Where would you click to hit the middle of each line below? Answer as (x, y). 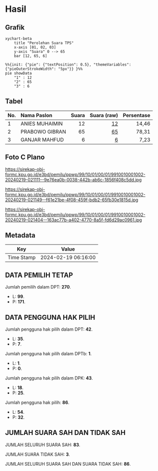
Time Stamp (22, 257)
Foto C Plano (25, 157)
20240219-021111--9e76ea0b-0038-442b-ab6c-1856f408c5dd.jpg (73, 179)
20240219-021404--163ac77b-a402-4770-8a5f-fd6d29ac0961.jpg (74, 220)
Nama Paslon (37, 115)
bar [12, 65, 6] (31, 56)
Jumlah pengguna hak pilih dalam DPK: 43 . (49, 378)
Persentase (137, 115)
